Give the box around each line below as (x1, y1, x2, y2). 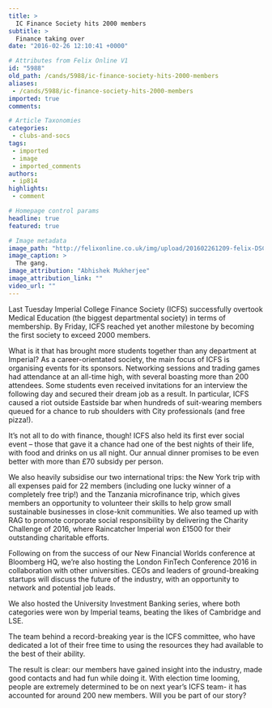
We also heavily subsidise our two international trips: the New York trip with (8, 472, 261, 481)
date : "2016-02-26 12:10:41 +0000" (8, 42, 129, 50)
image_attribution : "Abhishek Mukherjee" (8, 267, 151, 275)
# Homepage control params (8, 207, 100, 215)
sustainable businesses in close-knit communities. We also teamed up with (8, 507, 259, 516)
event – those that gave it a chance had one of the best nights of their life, (8, 439, 255, 449)
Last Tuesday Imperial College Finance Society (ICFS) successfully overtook (8, 304, 263, 313)
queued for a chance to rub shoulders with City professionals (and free (8, 406, 245, 416)
